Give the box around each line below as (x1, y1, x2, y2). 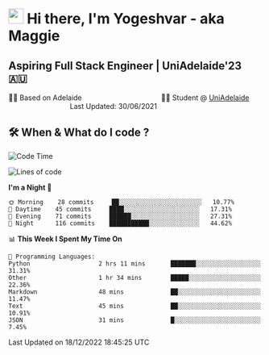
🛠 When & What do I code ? (8, 126, 150, 140)
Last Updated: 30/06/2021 (69, 102, 158, 111)
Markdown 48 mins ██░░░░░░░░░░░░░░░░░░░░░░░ (8, 287, 262, 296)
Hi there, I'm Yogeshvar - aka (27, 10, 226, 28)
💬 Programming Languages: (8, 253, 95, 261)
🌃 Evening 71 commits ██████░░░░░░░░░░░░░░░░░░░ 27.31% (8, 212, 232, 220)
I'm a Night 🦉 (8, 182, 52, 192)
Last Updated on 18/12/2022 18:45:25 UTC (8, 337, 150, 347)
